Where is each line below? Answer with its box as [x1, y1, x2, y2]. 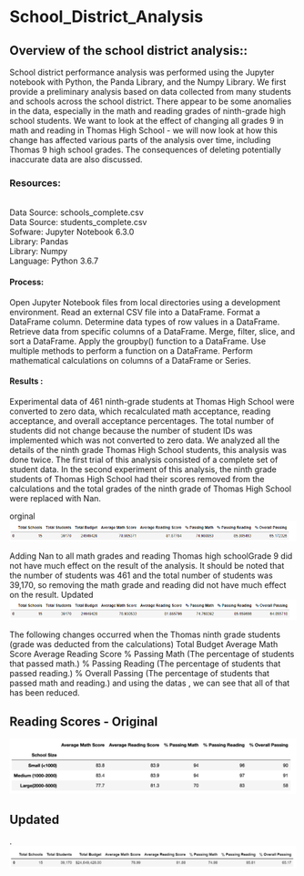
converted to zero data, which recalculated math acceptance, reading [9, 406, 271, 417]
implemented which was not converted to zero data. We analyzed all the [9, 435, 280, 446]
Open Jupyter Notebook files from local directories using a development [9, 296, 280, 307]
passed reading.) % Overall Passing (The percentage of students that [9, 668, 270, 679]
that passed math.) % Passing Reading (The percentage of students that [9, 658, 281, 669]
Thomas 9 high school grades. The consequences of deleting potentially [9, 144, 282, 155]
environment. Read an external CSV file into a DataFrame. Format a [9, 306, 261, 317]
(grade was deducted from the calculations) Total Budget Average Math [9, 639, 279, 650]
